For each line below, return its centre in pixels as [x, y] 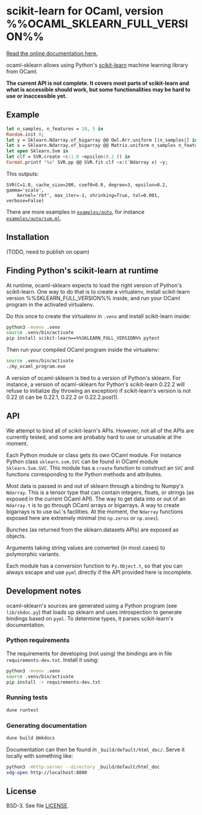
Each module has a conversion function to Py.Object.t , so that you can [94, 566]
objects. [16, 536]
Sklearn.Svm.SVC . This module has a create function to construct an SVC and [100, 467]
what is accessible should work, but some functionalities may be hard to [98, 89]
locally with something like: [40, 756]
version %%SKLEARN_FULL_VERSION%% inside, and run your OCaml [93, 298]
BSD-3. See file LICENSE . [38, 806]
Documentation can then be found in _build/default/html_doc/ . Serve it [96, 749]
